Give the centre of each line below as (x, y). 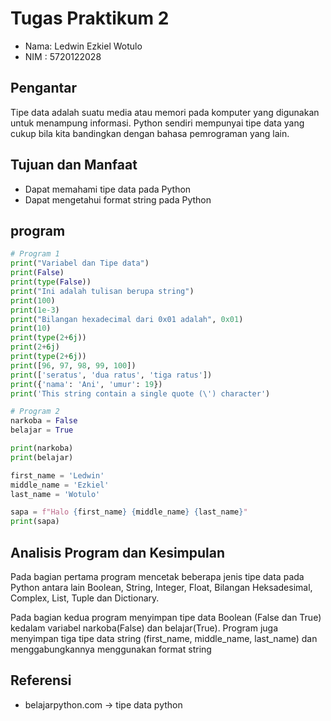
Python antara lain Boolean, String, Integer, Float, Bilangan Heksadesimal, (161, 587)
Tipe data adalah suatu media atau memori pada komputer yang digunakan (165, 112)
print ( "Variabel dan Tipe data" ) (80, 263)
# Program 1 (35, 254)
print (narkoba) (42, 448)
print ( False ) (37, 273)
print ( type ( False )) (51, 282)
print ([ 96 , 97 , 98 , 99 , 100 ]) (73, 365)
